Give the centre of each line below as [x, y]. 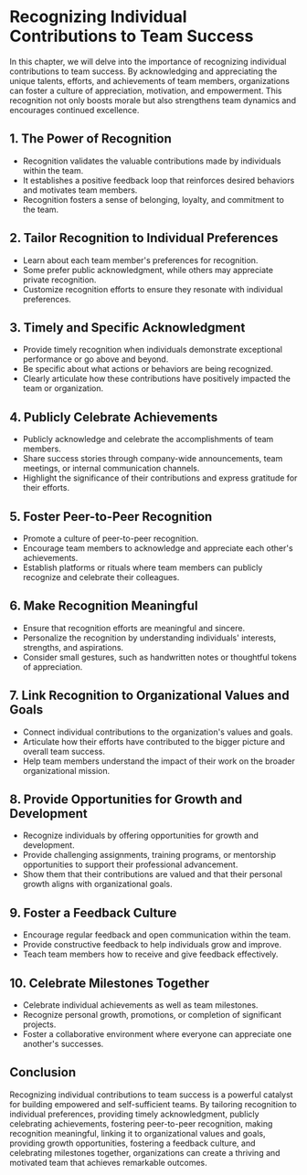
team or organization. [63, 388]
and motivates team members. [80, 190]
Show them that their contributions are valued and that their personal [153, 874]
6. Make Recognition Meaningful [104, 606]
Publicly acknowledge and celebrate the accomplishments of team [148, 439]
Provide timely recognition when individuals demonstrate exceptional [153, 350]
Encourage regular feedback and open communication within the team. [156, 935]
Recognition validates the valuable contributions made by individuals [152, 161]
